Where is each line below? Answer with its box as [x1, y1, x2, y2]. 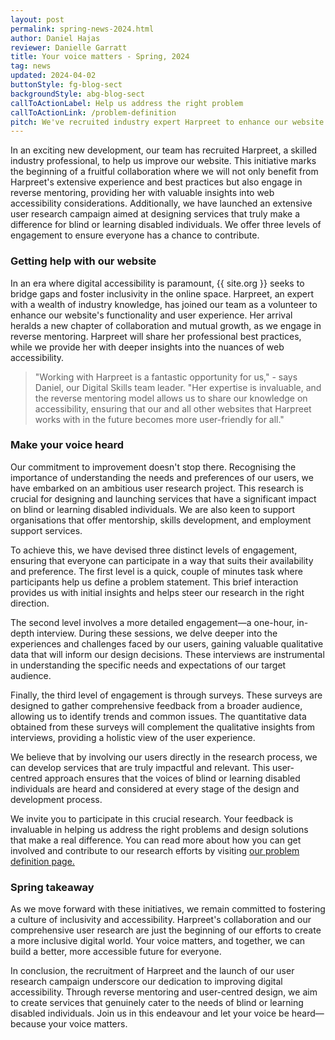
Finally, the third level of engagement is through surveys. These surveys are [10, 689, 323, 701]
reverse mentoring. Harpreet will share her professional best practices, [10, 330, 302, 342]
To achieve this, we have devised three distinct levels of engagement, [10, 544, 298, 556]
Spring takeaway [10, 880, 95, 894]
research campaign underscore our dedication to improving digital [10, 976, 283, 988]
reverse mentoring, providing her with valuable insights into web [10, 187, 275, 199]
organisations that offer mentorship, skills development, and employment [10, 514, 312, 526]
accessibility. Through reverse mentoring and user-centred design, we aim [10, 986, 318, 998]
